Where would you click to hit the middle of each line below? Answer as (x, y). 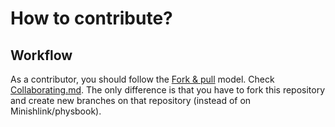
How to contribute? (91, 18)
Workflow (41, 55)
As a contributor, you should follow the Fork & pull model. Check (142, 79)
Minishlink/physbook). (56, 111)
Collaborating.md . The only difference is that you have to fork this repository (168, 90)
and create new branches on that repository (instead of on (131, 100)
